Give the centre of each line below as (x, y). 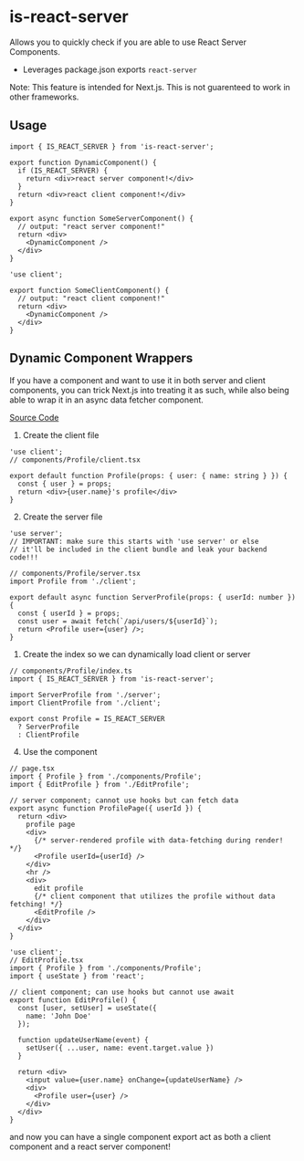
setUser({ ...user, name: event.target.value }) (120, 1048)
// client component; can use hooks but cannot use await (122, 992)
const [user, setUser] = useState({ (87, 1008)
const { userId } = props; (69, 613)
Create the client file (61, 434)
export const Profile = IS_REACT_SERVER (88, 718)
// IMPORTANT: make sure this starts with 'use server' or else (134, 541)
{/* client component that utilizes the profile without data (154, 896)
